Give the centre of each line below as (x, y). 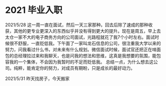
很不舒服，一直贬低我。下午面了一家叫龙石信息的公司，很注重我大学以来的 (85, 43)
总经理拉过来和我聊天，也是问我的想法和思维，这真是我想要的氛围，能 (85, 55)
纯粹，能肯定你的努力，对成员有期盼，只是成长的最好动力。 (74, 68)
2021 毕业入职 (34, 10)
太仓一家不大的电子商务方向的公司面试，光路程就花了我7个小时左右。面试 (80, 37)
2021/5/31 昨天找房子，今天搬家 (38, 78)
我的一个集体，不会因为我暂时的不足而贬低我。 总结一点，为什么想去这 (81, 62)
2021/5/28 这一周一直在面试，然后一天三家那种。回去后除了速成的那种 (77, 25)
